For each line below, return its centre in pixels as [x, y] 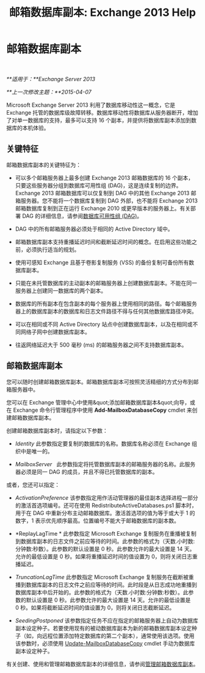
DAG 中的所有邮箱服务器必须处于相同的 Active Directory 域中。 [94, 229]
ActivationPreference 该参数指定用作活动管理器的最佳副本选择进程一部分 [106, 497]
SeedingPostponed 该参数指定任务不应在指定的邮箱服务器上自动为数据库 [106, 621]
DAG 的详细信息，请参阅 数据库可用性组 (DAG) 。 [82, 216]
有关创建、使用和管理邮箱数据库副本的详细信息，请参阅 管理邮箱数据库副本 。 [103, 664]
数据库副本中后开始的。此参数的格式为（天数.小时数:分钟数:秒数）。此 [102, 592]
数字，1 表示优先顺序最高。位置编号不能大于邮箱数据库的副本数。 [97, 520]
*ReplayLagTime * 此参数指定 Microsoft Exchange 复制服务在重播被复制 [106, 533]
